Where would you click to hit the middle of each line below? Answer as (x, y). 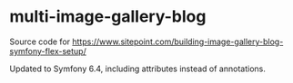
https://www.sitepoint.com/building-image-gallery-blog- (178, 41)
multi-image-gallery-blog (108, 17)
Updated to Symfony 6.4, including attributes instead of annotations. (137, 69)
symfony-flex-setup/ (48, 51)
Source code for (40, 41)
